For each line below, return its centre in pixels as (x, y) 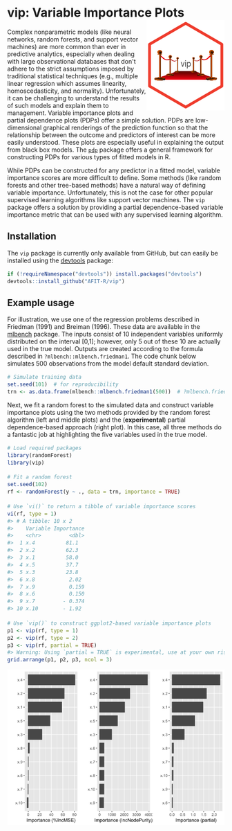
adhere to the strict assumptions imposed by (71, 69)
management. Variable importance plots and (70, 113)
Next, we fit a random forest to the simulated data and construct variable (110, 405)
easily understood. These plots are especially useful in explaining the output (116, 142)
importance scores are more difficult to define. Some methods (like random (114, 177)
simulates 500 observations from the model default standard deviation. (108, 364)
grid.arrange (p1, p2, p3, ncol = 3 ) (60, 660)
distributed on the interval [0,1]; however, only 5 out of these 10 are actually (114, 341)
